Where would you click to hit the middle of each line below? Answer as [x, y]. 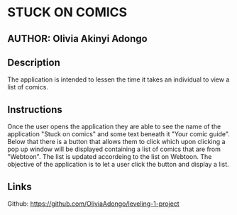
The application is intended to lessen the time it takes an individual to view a [118, 79]
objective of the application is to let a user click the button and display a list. [118, 165]
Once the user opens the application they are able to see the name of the [114, 127]
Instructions [35, 110]
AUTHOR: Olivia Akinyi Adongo [77, 39]
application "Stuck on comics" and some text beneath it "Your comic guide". [119, 134]
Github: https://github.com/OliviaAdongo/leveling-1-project [93, 204]
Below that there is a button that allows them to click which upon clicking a [116, 142]
